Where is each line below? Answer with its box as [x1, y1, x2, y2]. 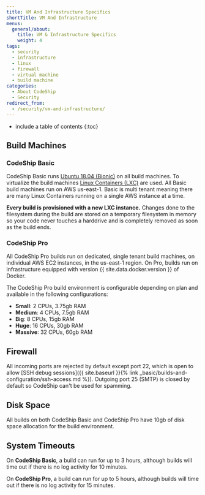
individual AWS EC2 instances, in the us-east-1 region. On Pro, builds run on [6, 259, 198, 266]
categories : [6, 83, 37, 89]
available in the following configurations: [6, 290, 108, 298]
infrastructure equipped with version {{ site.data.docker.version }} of [6, 266, 179, 273]
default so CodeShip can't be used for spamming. [6, 382, 132, 390]
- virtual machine [12, 72, 59, 78]
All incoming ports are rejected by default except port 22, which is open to [6, 363, 194, 370]
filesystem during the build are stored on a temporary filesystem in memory [6, 211, 197, 218]
